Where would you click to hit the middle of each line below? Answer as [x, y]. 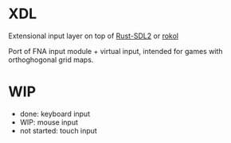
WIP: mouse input [49, 122]
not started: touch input [58, 130]
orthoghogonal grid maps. [51, 60]
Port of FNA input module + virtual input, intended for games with [115, 51]
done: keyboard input [55, 114]
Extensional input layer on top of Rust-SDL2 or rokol [94, 36]
